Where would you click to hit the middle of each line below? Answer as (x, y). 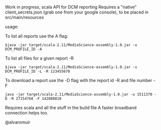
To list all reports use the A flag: (37, 36)
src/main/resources (25, 17)
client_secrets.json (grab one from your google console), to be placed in (77, 12)
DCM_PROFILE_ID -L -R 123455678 (37, 71)
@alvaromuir (18, 122)
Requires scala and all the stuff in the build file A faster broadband (71, 108)
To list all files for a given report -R (39, 58)
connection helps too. (27, 113)
